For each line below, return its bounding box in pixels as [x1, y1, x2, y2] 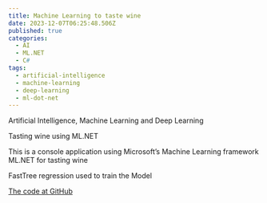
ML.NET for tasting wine [8, 156, 88, 165]
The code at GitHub [8, 186, 74, 197]
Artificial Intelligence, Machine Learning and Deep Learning [8, 116, 204, 125]
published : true [8, 26, 62, 35]
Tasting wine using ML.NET [8, 132, 98, 141]
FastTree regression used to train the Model [8, 171, 153, 181]
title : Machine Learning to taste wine [8, 11, 141, 20]
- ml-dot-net [15, 94, 59, 102]
